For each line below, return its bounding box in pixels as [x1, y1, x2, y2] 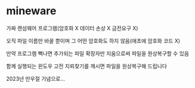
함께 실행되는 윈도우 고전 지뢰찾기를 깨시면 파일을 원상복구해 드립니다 [6, 62, 167, 70]
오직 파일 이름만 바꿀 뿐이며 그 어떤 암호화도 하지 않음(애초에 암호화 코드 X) [6, 37, 181, 44]
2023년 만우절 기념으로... [6, 75, 66, 82]
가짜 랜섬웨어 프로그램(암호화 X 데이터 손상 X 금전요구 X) [6, 24, 138, 32]
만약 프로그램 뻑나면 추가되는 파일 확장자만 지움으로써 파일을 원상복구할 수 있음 [6, 49, 190, 57]
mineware [6, 4, 57, 18]
